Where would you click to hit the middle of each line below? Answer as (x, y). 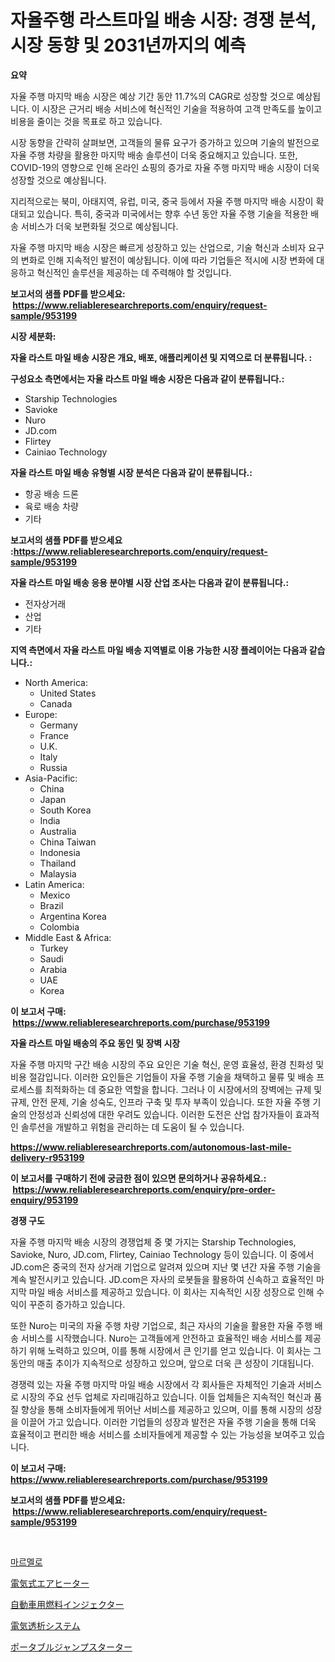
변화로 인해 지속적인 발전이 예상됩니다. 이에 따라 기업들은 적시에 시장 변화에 (167, 260)
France (54, 735)
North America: (56, 682)
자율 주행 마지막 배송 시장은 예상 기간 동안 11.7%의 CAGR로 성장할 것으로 (152, 96)
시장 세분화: (33, 336)
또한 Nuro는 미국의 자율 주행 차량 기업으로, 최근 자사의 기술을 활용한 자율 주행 (161, 1325)
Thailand (58, 863)
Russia (53, 767)
